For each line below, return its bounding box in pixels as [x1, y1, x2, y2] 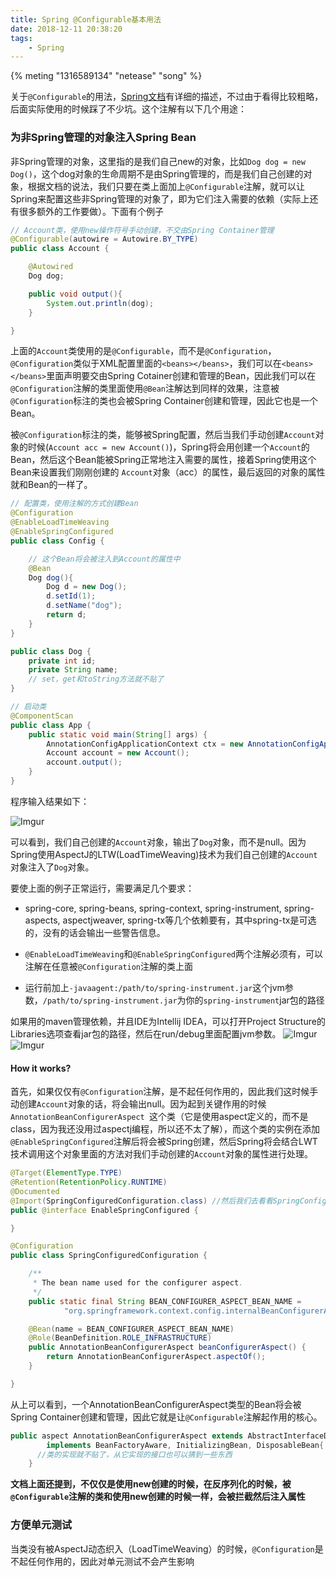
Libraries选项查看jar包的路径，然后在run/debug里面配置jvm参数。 [10, 1027, 282, 1040]
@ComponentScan [10, 711, 74, 721]
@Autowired [28, 262, 74, 272]
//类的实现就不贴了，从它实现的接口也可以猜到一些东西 [36, 1449, 233, 1460]
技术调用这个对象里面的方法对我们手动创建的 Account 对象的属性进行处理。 [10, 1148, 314, 1160]
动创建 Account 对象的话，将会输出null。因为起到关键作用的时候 [10, 1098, 267, 1110]
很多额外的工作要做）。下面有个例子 [18, 205, 164, 217]
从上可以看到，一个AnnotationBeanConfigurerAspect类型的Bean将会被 [10, 1398, 302, 1410]
